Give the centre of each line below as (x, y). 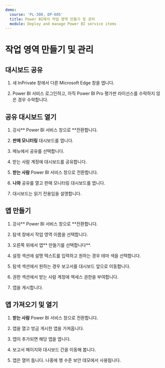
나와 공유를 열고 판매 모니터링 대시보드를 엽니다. (59, 183)
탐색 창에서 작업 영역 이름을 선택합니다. (50, 234)
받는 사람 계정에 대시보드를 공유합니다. (49, 162)
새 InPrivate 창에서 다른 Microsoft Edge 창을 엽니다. (63, 83)
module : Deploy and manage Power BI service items (63, 24)
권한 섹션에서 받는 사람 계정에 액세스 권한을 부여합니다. (65, 277)
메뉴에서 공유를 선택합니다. (38, 151)
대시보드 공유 (24, 70)
